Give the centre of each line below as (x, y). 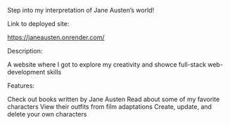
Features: (21, 86)
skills (54, 72)
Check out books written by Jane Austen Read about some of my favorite (114, 99)
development (26, 72)
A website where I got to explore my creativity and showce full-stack (107, 65)
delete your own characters (47, 114)
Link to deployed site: (38, 24)
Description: (25, 51)
